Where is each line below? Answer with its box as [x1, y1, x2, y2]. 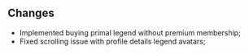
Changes [7, 6, 55, 20]
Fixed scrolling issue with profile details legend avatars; [19, 36, 206, 46]
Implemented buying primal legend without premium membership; [19, 27, 241, 37]
